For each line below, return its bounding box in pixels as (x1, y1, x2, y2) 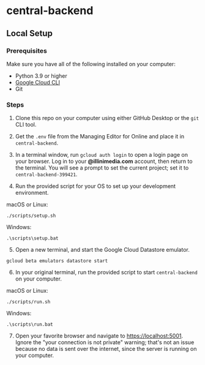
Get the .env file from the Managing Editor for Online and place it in (15, 133, 185, 140)
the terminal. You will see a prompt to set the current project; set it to (15, 164, 189, 171)
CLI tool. (15, 121, 37, 129)
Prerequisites (6, 47, 47, 55)
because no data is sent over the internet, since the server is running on (15, 345, 197, 353)
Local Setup (6, 28, 53, 39)
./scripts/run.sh (6, 299, 51, 305)
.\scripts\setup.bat (6, 235, 59, 242)
